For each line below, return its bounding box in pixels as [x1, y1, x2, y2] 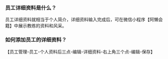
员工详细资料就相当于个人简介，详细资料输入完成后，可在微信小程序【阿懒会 [5, 16, 163, 23]
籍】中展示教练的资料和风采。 [5, 23, 66, 29]
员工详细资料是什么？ [5, 4, 56, 11]
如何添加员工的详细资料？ [5, 36, 67, 43]
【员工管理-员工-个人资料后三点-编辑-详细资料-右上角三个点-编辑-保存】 [5, 49, 155, 55]
